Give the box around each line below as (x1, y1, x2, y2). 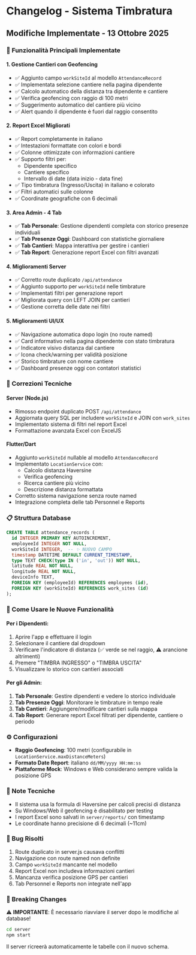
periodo (14, 718, 35, 725)
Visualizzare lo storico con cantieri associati (14, 665, 124, 672)
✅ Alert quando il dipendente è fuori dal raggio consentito (14, 108, 158, 115)
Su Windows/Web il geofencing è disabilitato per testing (14, 807, 154, 814)
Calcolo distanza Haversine (23, 466, 92, 474)
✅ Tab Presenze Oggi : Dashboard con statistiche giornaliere (14, 235, 165, 243)
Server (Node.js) (6, 394, 49, 402)
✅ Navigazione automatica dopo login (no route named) (14, 331, 153, 338)
